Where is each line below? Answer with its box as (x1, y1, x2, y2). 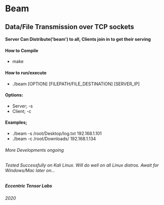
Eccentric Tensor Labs (5, 183, 53, 189)
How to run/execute (5, 69, 47, 75)
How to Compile (5, 47, 38, 53)
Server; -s (12, 103, 33, 109)
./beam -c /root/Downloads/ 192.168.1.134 (12, 136, 96, 141)
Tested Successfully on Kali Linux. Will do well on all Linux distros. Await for (5, 162, 159, 168)
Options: (5, 92, 24, 98)
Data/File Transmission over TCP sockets (5, 23, 134, 31)
